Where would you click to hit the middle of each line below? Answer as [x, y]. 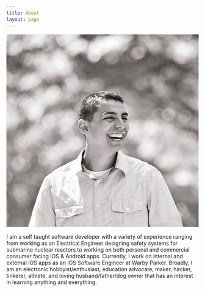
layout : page [23, 19]
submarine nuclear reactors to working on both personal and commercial [98, 250]
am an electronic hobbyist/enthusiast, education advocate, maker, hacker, [99, 269]
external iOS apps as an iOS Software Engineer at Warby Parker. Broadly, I [99, 263]
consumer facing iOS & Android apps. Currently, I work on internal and [95, 256]
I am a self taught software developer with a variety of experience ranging [99, 237]
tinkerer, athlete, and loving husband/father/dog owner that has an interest [100, 276]
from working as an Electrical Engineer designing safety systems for [92, 243]
